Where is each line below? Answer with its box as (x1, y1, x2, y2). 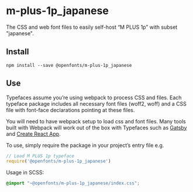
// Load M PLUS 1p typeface (6, 153, 75, 159)
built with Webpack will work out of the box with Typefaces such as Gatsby (6, 124, 187, 131)
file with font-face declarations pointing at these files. (6, 106, 135, 113)
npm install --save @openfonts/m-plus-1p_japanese (6, 62, 132, 68)
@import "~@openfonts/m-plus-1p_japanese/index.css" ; (6, 180, 140, 186)
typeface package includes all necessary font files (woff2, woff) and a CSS (6, 100, 187, 107)
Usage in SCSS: (6, 169, 44, 176)
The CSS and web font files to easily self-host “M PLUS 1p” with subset (6, 23, 178, 31)
